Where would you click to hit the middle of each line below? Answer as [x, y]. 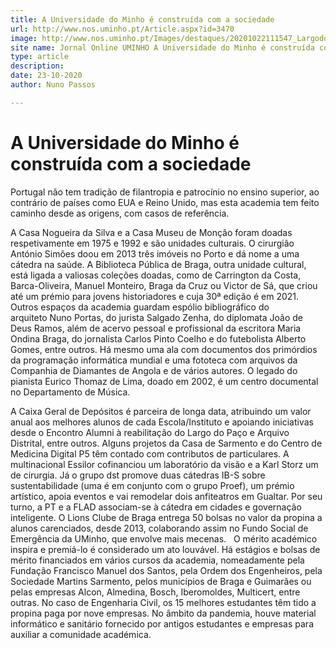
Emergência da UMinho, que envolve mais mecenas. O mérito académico [164, 538]
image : [24, 38]
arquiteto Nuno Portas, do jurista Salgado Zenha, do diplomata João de [156, 317]
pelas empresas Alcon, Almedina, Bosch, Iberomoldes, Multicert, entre [155, 592]
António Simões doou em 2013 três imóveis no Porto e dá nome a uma [155, 253]
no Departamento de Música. [70, 392]
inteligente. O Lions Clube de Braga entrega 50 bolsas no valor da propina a [166, 517]
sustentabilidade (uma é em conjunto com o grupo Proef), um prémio [152, 485]
